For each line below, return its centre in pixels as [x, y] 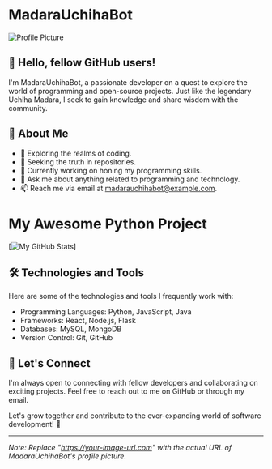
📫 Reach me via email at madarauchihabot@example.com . [119, 188]
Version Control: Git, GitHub [66, 338]
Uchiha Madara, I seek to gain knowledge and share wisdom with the [123, 100]
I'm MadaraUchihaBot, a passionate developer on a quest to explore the [128, 82]
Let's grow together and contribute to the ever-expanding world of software [135, 416]
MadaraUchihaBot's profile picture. [68, 456]
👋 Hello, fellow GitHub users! [82, 63]
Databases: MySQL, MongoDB [71, 329]
